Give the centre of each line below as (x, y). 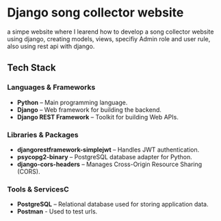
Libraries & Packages (43, 135)
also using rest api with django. (51, 46)
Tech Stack (31, 68)
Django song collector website (95, 13)
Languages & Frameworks (51, 87)
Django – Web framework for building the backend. (89, 109)
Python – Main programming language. (72, 102)
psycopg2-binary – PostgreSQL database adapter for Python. (105, 156)
